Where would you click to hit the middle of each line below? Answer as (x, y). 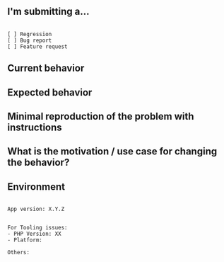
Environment (36, 187)
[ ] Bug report (30, 40)
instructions (35, 127)
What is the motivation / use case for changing (112, 152)
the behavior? (39, 163)
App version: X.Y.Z (36, 209)
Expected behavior (50, 92)
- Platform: (25, 240)
